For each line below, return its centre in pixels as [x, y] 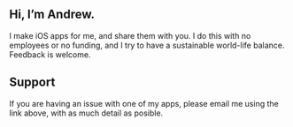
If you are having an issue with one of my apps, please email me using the [144, 103]
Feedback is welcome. [50, 54]
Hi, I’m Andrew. [52, 15]
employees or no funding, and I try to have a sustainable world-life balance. [147, 45]
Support [32, 82]
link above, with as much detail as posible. [86, 113]
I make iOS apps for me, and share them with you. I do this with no [130, 35]
